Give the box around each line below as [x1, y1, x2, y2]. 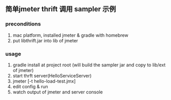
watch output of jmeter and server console [12, 89, 103, 95]
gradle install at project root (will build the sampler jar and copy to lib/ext [12, 62, 166, 68]
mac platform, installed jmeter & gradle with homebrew [12, 32, 129, 38]
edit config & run [12, 83, 48, 89]
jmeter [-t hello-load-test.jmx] [12, 78, 76, 84]
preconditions [5, 20, 41, 28]
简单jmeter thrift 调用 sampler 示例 [5, 5, 116, 14]
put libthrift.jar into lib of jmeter [12, 37, 78, 43]
